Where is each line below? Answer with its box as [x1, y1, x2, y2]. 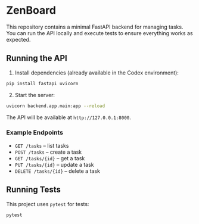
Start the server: [14, 91, 55, 98]
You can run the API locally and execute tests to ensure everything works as [6, 29, 193, 36]
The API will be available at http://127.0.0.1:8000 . [6, 114, 131, 121]
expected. [6, 36, 31, 43]
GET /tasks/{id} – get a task [14, 154, 85, 161]
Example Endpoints [6, 129, 64, 137]
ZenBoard [6, 4, 57, 17]
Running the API [6, 53, 67, 63]
